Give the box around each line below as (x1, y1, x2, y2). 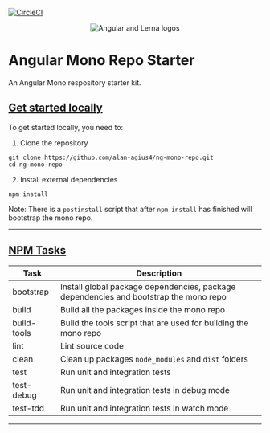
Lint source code (59, 340, 125, 351)
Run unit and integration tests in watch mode (59, 402, 229, 414)
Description (136, 268, 182, 279)
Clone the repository (19, 137, 88, 148)
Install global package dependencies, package (59, 281, 236, 292)
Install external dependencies (19, 174, 118, 184)
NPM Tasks (8, 243, 67, 257)
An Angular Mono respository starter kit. (8, 77, 142, 88)
